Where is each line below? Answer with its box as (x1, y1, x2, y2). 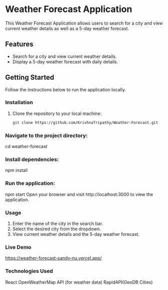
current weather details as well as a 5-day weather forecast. (5, 25, 129, 31)
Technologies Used (5, 267, 53, 274)
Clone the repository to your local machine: (12, 110, 101, 116)
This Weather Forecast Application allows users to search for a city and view (5, 20, 163, 26)
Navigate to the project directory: (5, 132, 88, 139)
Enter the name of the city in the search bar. (12, 220, 103, 226)
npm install (5, 167, 28, 174)
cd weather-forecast (5, 143, 47, 150)
